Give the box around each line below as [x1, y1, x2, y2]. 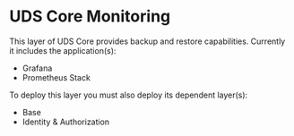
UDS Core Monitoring [9, 6, 171, 27]
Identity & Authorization [22, 116, 110, 127]
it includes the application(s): [9, 45, 117, 55]
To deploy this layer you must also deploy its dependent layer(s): [9, 89, 248, 100]
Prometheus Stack [22, 72, 91, 82]
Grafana [22, 63, 53, 73]
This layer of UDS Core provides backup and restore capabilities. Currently [9, 36, 286, 47]
